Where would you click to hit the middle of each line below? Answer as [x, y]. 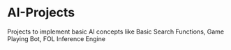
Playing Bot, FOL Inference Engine [57, 38]
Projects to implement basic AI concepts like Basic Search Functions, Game [116, 32]
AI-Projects [41, 13]
